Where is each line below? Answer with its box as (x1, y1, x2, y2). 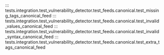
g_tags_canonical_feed (5, 13, 52, 18)
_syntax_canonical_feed (5, 34, 54, 40)
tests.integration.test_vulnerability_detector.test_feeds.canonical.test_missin (5, 7, 160, 13)
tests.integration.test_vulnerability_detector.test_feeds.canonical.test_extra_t (5, 39, 160, 45)
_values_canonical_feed (5, 23, 53, 29)
